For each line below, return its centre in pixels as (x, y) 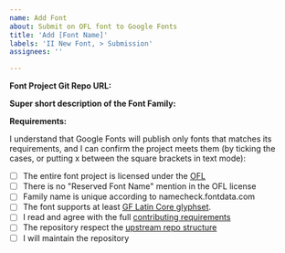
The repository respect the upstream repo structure (120, 227)
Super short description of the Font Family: (93, 104)
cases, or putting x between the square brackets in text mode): (128, 158)
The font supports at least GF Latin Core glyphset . (117, 207)
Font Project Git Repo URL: (61, 86)
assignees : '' (37, 52)
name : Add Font (38, 18)
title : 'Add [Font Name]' (58, 35)
